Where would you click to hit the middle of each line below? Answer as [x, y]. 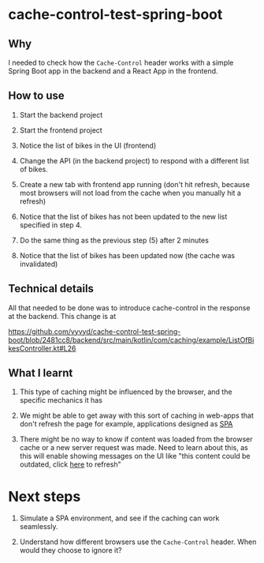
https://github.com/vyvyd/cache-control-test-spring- [95, 331]
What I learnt [41, 373]
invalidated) [39, 264]
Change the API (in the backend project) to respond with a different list [134, 160]
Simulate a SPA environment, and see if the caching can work [119, 518]
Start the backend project [61, 114]
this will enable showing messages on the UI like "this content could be [135, 456]
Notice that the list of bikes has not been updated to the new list [123, 216]
